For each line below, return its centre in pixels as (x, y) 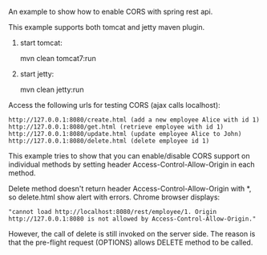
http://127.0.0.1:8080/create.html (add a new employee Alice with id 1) (134, 120)
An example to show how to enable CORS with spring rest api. (111, 12)
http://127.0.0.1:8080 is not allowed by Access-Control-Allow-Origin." (132, 219)
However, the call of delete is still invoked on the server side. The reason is (132, 234)
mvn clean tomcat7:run (58, 58)
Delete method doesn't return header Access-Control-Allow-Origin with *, (130, 189)
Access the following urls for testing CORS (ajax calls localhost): (114, 105)
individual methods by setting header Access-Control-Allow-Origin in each (131, 165)
